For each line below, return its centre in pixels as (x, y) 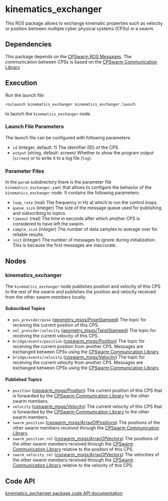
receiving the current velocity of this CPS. (56, 336)
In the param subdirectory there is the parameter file (58, 182)
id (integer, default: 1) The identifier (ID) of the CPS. (66, 147)
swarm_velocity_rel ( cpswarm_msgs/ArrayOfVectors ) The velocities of (86, 455)
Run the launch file (25, 95)
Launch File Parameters (35, 127)
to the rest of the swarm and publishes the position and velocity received (81, 291)
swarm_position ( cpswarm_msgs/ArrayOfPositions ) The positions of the (86, 423)
